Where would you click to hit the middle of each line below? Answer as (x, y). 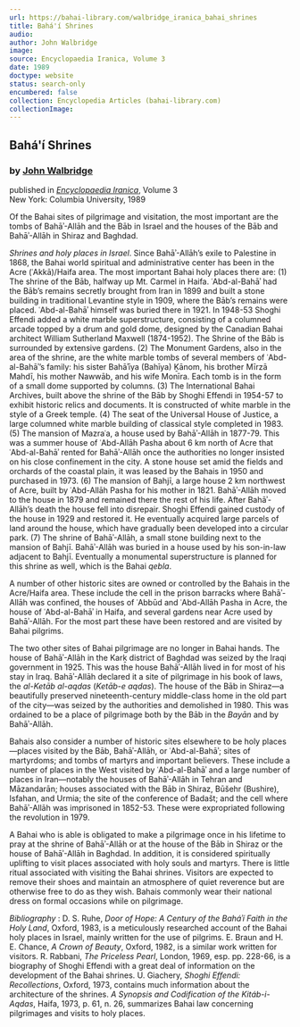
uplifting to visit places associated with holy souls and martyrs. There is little (150, 863)
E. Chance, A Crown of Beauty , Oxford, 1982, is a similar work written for (143, 947)
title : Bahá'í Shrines (51, 26)
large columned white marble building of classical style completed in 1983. (146, 423)
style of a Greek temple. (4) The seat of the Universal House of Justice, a (144, 414)
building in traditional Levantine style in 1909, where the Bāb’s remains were (149, 300)
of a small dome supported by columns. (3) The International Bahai (132, 386)
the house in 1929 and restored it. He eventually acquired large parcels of (144, 518)
